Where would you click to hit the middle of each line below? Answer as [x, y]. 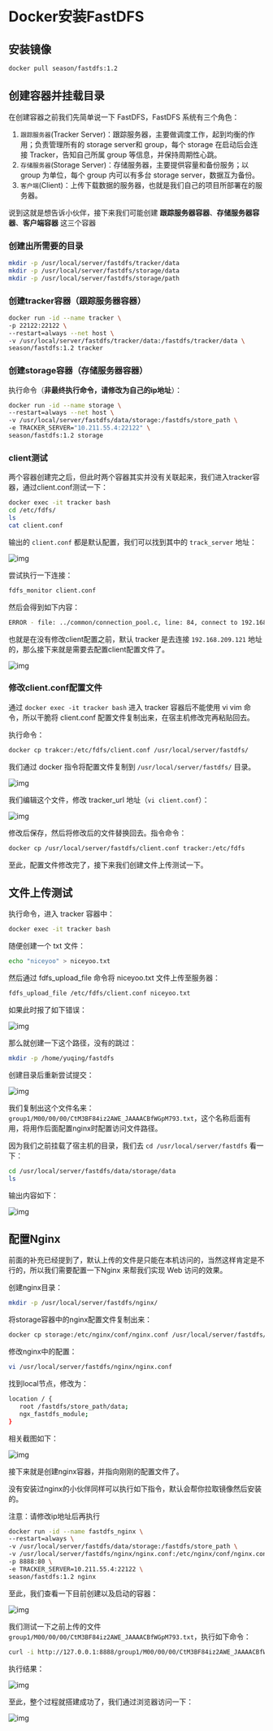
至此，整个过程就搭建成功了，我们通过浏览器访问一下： [101, 1702]
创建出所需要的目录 [46, 246]
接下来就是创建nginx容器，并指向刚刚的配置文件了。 [96, 1471]
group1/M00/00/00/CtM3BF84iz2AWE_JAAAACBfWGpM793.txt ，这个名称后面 [126, 1118]
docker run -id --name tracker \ [65, 318]
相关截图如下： [33, 1438]
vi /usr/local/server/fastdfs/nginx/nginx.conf [91, 1367]
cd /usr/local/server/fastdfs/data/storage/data [92, 1171]
